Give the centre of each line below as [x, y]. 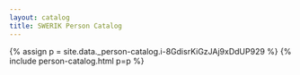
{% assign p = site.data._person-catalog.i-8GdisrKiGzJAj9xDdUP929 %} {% [150, 51]
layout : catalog [40, 17]
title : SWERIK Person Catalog [66, 26]
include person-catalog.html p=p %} [77, 61]
